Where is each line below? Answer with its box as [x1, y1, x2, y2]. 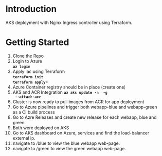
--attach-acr [15, 94, 41, 99]
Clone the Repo [12, 53, 44, 59]
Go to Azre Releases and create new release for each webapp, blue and [12, 114, 157, 120]
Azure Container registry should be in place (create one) [12, 84, 126, 90]
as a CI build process [12, 109, 55, 115]
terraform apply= [12, 80, 48, 85]
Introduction [5, 3, 57, 15]
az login [12, 64, 31, 69]
